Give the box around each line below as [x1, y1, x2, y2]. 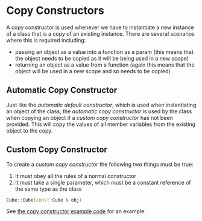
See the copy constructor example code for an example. [6, 208, 146, 215]
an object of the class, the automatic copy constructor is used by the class [6, 107, 192, 115]
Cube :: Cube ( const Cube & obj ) [6, 197, 83, 203]
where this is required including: [6, 36, 86, 44]
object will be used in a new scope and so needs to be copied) [14, 67, 171, 74]
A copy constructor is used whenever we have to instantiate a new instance [6, 24, 194, 31]
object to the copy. [6, 127, 53, 134]
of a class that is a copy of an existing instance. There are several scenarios [6, 30, 195, 37]
